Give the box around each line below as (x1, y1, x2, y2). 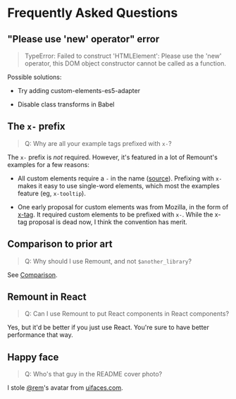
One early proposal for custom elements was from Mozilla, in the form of (17, 202, 229, 211)
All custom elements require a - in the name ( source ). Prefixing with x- (17, 174, 223, 183)
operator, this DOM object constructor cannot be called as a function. (24, 59, 227, 68)
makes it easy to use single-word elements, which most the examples (17, 181, 220, 190)
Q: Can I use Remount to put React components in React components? (24, 309, 230, 318)
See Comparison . (7, 270, 58, 279)
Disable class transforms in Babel (17, 100, 115, 109)
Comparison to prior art (7, 238, 113, 250)
